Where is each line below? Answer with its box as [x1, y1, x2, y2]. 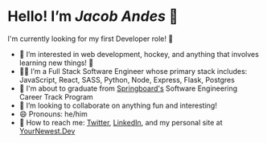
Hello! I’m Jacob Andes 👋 [7, 7, 179, 26]
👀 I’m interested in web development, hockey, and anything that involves [18, 49, 259, 59]
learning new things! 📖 [18, 58, 94, 67]
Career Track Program [18, 92, 93, 101]
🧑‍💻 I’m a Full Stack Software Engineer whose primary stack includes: [18, 66, 248, 76]
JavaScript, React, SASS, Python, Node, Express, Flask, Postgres [18, 75, 235, 84]
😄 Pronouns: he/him [18, 108, 88, 119]
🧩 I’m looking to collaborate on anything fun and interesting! [18, 100, 218, 110]
